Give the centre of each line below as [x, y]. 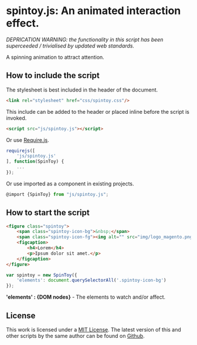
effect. [23, 23]
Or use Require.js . [28, 140]
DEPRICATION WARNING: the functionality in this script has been [85, 39]
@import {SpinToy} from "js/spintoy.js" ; [57, 194]
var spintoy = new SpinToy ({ [42, 275]
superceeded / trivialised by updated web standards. [70, 46]
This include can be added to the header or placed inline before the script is [98, 111]
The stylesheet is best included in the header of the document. [82, 90]
